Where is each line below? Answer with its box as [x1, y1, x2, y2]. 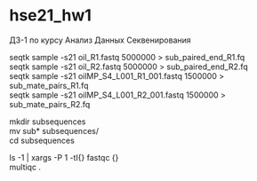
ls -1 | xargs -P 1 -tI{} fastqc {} [9, 152, 119, 162]
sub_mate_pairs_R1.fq [9, 80, 89, 90]
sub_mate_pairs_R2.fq [9, 98, 91, 109]
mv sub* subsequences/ [9, 125, 100, 136]
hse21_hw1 [9, 5, 92, 26]
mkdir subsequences [9, 116, 86, 127]
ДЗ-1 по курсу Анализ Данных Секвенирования [9, 35, 191, 45]
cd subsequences [9, 135, 76, 146]
